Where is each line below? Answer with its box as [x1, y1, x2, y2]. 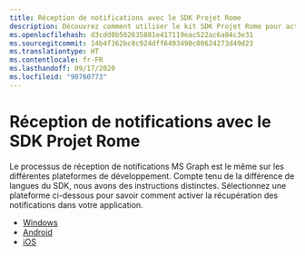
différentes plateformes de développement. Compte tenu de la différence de [9, 170, 295, 182]
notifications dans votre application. [9, 199, 143, 210]
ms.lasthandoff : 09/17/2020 [9, 64, 116, 74]
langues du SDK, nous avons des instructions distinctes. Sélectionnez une [9, 180, 287, 191]
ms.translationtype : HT [9, 47, 100, 56]
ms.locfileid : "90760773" [9, 73, 107, 82]
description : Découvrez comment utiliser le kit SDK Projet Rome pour [9, 22, 282, 31]
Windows [22, 217, 58, 228]
